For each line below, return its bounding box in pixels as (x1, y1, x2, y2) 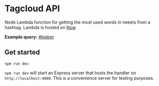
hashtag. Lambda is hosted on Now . (4, 24, 77, 30)
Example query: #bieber (4, 34, 54, 40)
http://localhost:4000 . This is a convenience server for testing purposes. (4, 75, 155, 81)
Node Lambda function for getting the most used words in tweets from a (4, 19, 151, 25)
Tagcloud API (4, 3, 60, 14)
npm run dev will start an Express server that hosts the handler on (4, 70, 136, 76)
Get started (4, 48, 40, 57)
